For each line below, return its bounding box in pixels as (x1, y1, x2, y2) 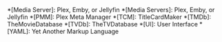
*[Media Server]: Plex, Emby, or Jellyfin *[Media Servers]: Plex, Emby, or (7, 6, 215, 14)
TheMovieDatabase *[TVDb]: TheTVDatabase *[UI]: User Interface (7, 20, 199, 28)
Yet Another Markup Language (31, 27, 119, 35)
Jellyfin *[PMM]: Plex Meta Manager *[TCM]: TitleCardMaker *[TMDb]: (7, 13, 212, 21)
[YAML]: (7, 27, 30, 35)
